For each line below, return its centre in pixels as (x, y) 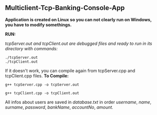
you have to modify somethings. (38, 25)
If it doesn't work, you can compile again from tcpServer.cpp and (70, 71)
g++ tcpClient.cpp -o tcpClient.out (42, 93)
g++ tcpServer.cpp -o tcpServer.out (42, 85)
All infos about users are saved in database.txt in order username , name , (78, 102)
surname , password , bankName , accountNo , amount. (59, 107)
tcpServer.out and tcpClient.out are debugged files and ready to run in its (78, 43)
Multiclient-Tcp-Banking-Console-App (65, 8)
